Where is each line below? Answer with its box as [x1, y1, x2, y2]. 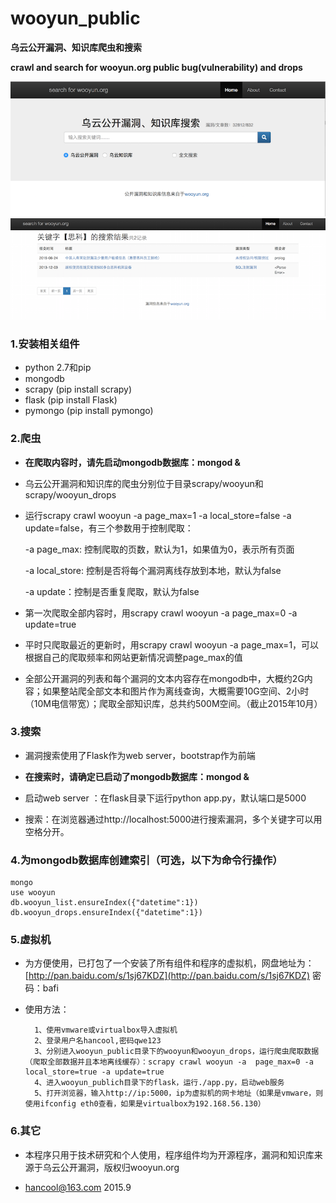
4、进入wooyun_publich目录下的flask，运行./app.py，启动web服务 [34, 1078, 285, 1088]
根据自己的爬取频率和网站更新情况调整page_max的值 [24, 651, 243, 663]
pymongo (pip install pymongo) [24, 405, 154, 417]
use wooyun [10, 888, 56, 898]
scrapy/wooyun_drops [24, 488, 117, 501]
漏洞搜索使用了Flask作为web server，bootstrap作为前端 [24, 749, 256, 761]
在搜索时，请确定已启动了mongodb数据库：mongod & [24, 770, 250, 782]
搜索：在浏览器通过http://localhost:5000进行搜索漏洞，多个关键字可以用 [24, 813, 323, 825]
